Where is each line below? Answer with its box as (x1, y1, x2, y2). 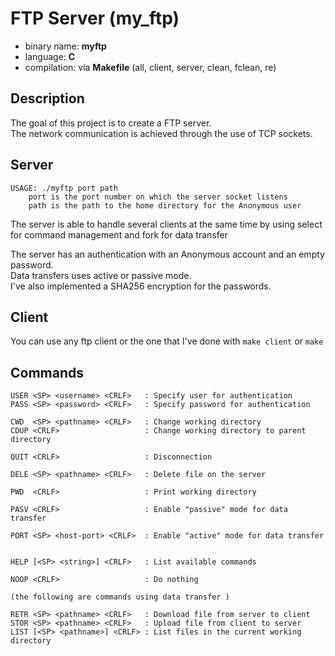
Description (10, 90, 85, 107)
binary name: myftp (24, 40, 107, 52)
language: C (24, 50, 76, 62)
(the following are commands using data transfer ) (10, 592, 230, 602)
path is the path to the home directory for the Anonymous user (28, 200, 302, 211)
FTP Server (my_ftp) (10, 7, 180, 30)
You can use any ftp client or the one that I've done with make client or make (10, 335, 324, 347)
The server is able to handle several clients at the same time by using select (10, 218, 323, 230)
